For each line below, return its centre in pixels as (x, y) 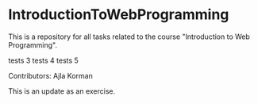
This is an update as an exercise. (62, 91)
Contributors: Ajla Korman (50, 75)
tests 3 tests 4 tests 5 (44, 60)
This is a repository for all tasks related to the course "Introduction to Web (129, 37)
